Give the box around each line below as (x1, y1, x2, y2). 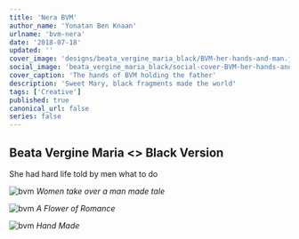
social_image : (9, 63, 62, 72)
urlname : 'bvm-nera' (9, 29, 86, 38)
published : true (9, 95, 69, 105)
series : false (9, 112, 62, 121)
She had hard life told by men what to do (9, 168, 158, 179)
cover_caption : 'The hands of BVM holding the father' (9, 71, 217, 80)
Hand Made (36, 219, 80, 231)
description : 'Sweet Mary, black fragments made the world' (9, 79, 238, 88)
